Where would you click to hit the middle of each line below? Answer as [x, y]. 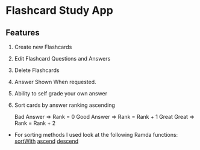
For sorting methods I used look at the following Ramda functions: [96, 135]
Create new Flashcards [43, 47]
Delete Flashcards [37, 70]
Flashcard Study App [60, 10]
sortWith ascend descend [46, 141]
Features [23, 33]
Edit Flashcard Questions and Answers [62, 58]
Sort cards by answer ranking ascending [65, 105]
